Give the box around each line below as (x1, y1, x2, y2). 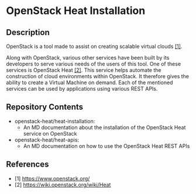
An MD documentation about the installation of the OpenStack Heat (23, 124, 186, 131)
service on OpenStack (23, 130, 77, 137)
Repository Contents (6, 102, 84, 112)
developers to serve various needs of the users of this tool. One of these (6, 60, 181, 67)
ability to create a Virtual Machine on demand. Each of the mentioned (6, 79, 174, 86)
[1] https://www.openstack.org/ (14, 175, 90, 182)
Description (6, 27, 50, 37)
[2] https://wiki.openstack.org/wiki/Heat (14, 181, 111, 188)
